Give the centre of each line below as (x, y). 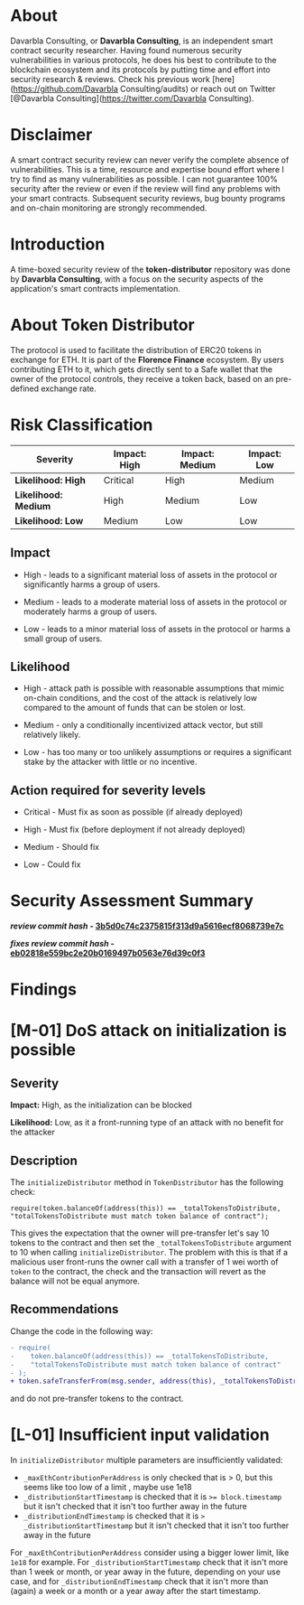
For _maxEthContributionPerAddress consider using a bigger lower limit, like (150, 1553)
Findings (44, 989)
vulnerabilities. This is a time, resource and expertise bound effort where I (147, 169)
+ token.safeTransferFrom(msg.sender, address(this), (114, 1381)
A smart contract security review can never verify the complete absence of (150, 160)
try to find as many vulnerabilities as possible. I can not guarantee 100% (144, 179)
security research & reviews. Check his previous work (110, 79)
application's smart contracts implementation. (96, 288)
